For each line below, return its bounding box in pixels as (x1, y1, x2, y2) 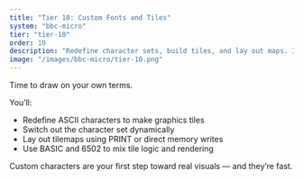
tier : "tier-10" (9, 30, 70, 39)
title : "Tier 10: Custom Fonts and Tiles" (9, 13, 171, 22)
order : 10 (9, 38, 47, 48)
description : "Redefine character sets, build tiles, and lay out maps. (9, 47, 289, 56)
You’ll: (9, 97, 32, 108)
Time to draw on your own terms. (9, 80, 133, 90)
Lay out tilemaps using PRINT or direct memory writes (22, 134, 224, 144)
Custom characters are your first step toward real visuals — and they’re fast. (9, 161, 293, 171)
